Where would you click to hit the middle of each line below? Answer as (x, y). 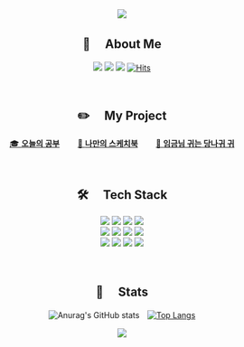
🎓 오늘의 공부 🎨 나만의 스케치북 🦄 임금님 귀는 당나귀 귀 (122, 143)
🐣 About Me (122, 44)
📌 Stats (122, 291)
